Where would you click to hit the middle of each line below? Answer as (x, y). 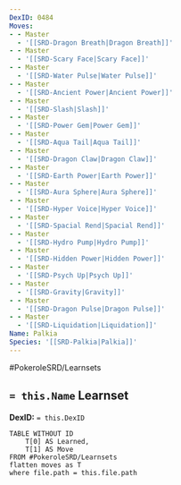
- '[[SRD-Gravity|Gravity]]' (71, 292)
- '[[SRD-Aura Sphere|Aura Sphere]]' (87, 192)
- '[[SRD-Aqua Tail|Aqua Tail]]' (79, 142)
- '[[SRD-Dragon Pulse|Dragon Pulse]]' (91, 309)
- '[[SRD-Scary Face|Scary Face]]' (83, 59)
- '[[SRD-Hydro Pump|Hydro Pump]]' (83, 242)
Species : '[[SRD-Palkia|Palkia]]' (74, 342)
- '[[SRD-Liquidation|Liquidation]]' (87, 326)
